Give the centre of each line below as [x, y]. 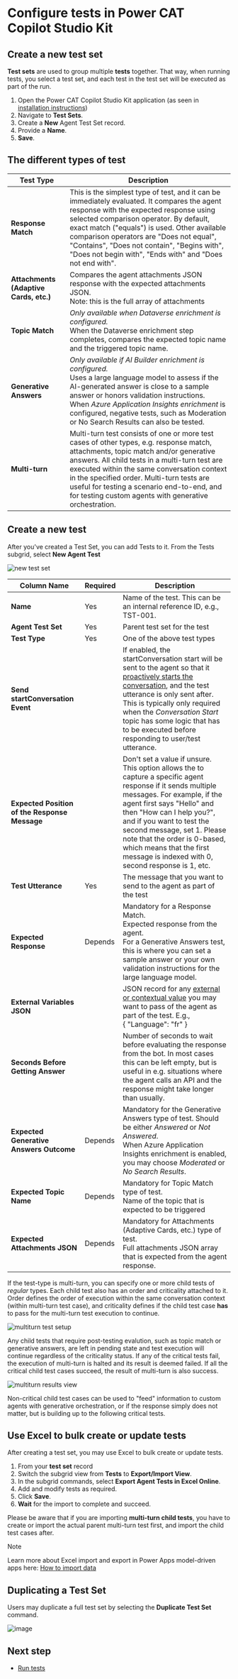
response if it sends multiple [170, 786]
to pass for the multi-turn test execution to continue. [84, 1313]
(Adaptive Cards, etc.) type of [172, 1230]
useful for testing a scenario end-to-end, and [146, 486]
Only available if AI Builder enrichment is [137, 360]
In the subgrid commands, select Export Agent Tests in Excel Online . [119, 1482]
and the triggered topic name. [119, 348]
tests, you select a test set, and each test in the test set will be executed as [117, 79]
